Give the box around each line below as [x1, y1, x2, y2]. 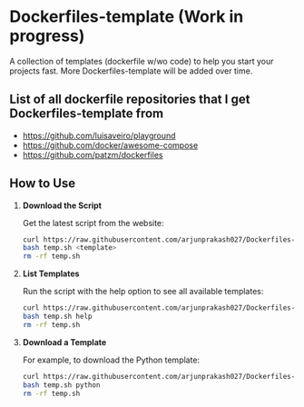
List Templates [22, 268, 80, 279]
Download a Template [22, 336, 107, 347]
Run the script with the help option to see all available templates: [22, 286, 264, 297]
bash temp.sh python [22, 380, 101, 390]
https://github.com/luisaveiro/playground [22, 130, 176, 141]
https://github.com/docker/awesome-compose [22, 139, 199, 151]
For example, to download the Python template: [22, 354, 201, 365]
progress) [9, 25, 85, 46]
